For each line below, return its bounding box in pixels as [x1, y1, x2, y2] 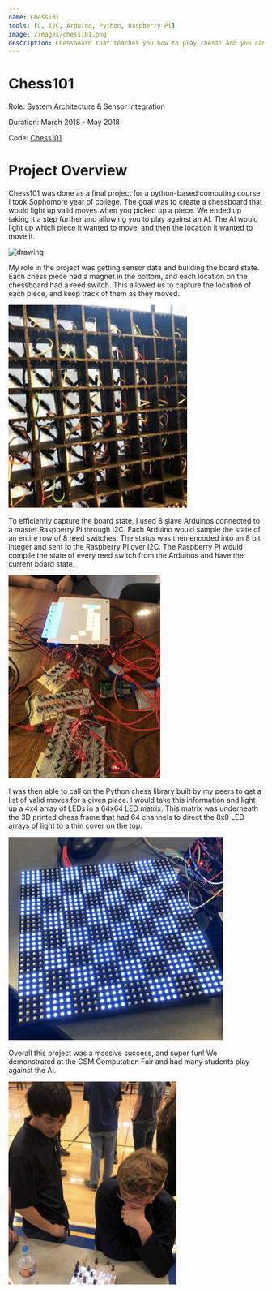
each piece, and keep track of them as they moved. [8, 289, 181, 299]
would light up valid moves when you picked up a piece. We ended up [8, 205, 242, 215]
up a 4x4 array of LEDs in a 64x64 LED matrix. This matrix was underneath [8, 804, 259, 813]
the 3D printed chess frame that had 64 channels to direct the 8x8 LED [8, 812, 245, 822]
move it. [8, 231, 36, 241]
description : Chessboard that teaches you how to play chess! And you [8, 39, 252, 47]
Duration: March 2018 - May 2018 [8, 118, 120, 127]
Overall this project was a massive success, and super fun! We [8, 1048, 218, 1058]
